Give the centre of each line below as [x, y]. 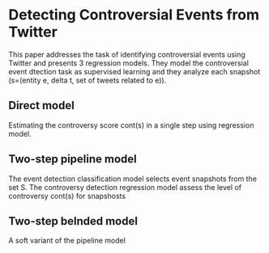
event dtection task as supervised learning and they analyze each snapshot [134, 71]
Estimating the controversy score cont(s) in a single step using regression [131, 125]
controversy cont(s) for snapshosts [67, 196]
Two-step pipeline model [73, 159]
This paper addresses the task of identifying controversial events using [127, 54]
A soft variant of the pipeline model [67, 241]
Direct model [41, 105]
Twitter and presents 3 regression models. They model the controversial [129, 63]
